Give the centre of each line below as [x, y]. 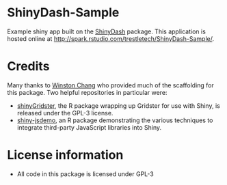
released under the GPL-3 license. [65, 113]
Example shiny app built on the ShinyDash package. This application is [107, 31]
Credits [28, 67]
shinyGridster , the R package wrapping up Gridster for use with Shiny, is [118, 105]
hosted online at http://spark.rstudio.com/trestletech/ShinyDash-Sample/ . [111, 38]
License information [65, 155]
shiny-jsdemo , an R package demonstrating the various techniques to [115, 120]
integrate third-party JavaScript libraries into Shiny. [89, 127]
